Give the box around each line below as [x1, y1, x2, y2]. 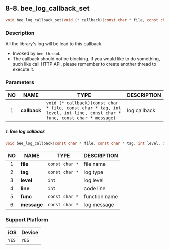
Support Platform [5, 216, 49, 223]
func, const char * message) [46, 115, 116, 121]
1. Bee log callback [5, 128, 45, 134]
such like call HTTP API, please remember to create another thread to [12, 61, 157, 67]
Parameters [5, 79, 34, 86]
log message [83, 201, 114, 208]
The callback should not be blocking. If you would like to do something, [12, 55, 160, 62]
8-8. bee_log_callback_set [5, 4, 90, 13]
